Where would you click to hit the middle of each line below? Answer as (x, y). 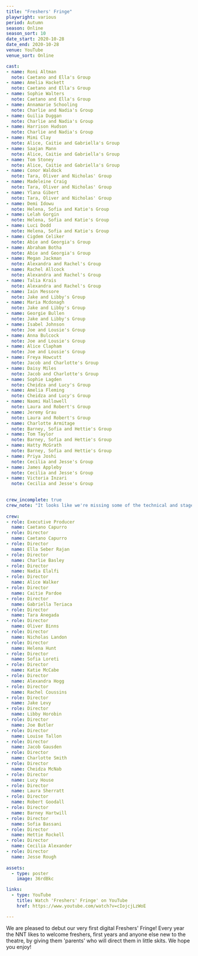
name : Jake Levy (31, 703)
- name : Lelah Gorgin (33, 214)
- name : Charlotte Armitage (41, 423)
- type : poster (30, 873)
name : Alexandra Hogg (38, 681)
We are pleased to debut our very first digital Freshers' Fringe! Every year (95, 928)
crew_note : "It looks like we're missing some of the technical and (92, 505)
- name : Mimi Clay (29, 138)
